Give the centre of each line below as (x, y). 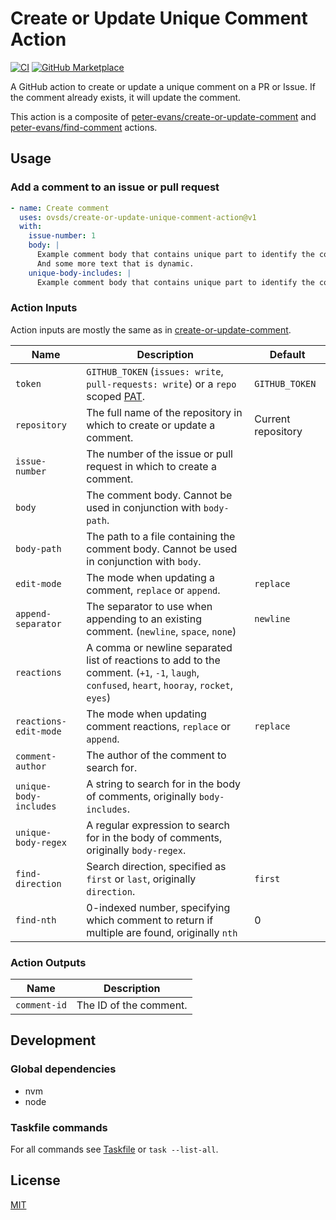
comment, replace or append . (153, 590)
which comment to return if (150, 920)
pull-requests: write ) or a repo (161, 384)
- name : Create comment (60, 208)
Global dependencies (63, 1069)
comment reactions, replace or (159, 726)
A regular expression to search (158, 825)
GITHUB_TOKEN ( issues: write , (155, 371)
